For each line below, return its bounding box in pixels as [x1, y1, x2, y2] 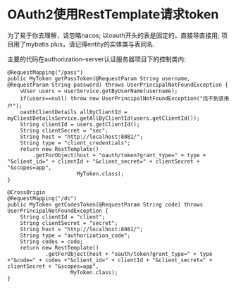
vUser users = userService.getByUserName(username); [20, 87, 178, 94]
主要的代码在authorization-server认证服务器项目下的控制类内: [7, 54, 186, 63]
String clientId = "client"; [20, 213, 106, 221]
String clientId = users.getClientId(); [20, 121, 140, 128]
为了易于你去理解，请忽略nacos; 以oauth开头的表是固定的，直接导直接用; [7, 31, 220, 39]
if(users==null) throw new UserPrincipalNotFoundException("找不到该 [20, 94, 224, 102]
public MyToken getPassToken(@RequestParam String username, [7, 75, 191, 82]
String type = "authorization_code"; [20, 232, 131, 239]
